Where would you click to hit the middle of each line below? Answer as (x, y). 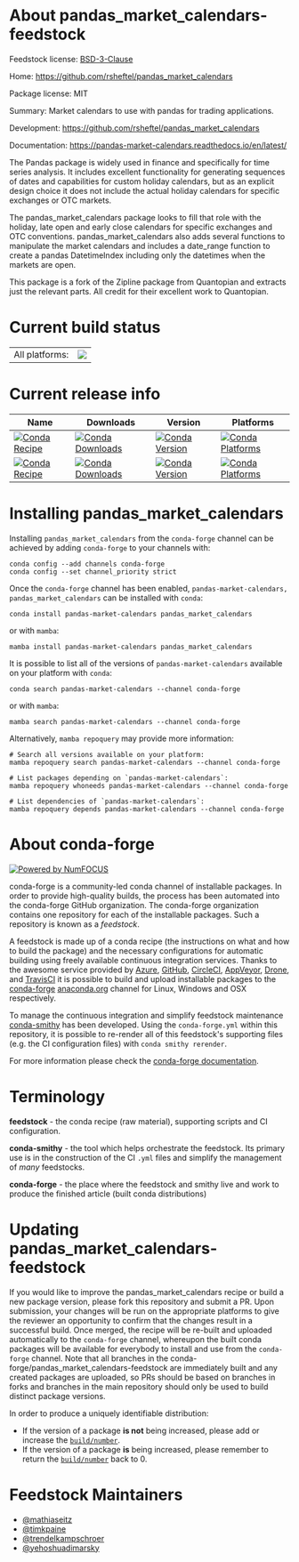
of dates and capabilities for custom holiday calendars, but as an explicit (142, 181)
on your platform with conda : (61, 672)
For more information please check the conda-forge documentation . (134, 1060)
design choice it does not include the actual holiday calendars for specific (145, 190)
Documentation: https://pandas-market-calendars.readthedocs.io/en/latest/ (148, 145)
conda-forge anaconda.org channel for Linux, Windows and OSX (128, 988)
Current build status (85, 328)
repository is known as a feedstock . (75, 924)
